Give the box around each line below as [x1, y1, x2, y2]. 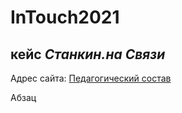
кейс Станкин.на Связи [10, 46, 166, 63]
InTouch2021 [10, 6, 120, 29]
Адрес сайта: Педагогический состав [10, 72, 172, 84]
